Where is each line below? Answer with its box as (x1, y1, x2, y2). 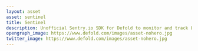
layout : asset (6, 8, 41, 15)
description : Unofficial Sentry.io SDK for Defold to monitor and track (6, 25, 189, 31)
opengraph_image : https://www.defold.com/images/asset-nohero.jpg (6, 30, 173, 36)
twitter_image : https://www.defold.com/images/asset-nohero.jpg (6, 36, 167, 42)
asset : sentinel (6, 14, 46, 20)
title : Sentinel (6, 19, 46, 25)
